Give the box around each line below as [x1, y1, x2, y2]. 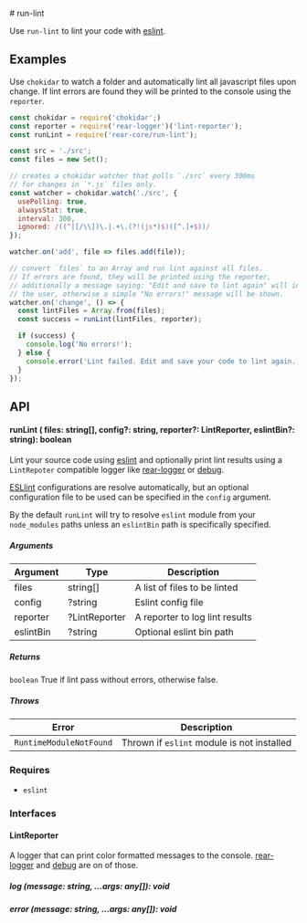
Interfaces [9, 807, 57, 820]
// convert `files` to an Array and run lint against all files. [9, 264, 263, 273]
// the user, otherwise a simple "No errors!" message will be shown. [9, 289, 284, 299]
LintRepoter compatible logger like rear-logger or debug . [9, 465, 225, 476]
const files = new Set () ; [9, 155, 108, 164]
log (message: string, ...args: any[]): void [9, 880, 171, 891]
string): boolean [9, 434, 72, 446]
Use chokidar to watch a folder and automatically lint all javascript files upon [9, 76, 297, 87]
